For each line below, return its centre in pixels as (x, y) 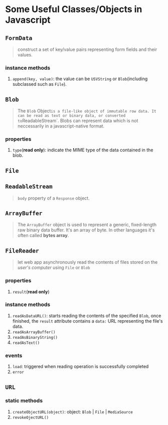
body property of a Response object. (53, 198)
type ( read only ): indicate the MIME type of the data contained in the (83, 150)
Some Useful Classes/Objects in (74, 9)
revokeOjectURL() (31, 417)
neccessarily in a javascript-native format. (61, 126)
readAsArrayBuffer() (34, 332)
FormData (19, 38)
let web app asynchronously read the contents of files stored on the (88, 262)
